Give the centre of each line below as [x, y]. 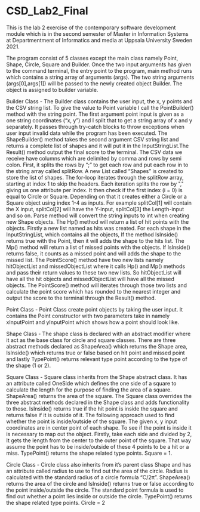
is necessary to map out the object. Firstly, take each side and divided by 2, [99, 434]
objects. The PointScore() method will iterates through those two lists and [96, 285]
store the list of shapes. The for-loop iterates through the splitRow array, [95, 177]
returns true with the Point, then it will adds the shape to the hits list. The [96, 240]
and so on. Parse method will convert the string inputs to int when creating [98, 215]
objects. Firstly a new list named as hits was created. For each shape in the [99, 228]
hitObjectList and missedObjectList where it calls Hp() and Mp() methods [96, 266]
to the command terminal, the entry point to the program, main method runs [99, 70]
